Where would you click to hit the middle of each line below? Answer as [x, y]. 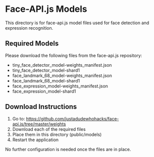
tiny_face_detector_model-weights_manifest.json [62, 65]
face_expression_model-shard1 [44, 91]
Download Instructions [41, 107]
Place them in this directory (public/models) [57, 134]
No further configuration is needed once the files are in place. [68, 149]
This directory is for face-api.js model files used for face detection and [77, 23]
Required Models [32, 44]
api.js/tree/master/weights [39, 124]
